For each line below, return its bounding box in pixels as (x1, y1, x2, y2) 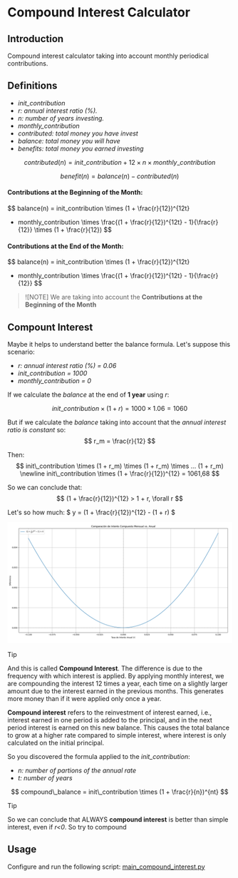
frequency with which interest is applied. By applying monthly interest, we (7, 671, 224, 680)
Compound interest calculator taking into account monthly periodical (7, 51, 209, 60)
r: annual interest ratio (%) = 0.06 (17, 362, 117, 370)
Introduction (7, 33, 64, 45)
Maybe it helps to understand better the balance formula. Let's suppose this (7, 340, 230, 349)
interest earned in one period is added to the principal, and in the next (7, 715, 212, 724)
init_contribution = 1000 (17, 369, 88, 378)
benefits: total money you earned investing (17, 144, 144, 153)
